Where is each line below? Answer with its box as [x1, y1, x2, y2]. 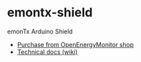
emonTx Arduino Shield [7, 27, 74, 35]
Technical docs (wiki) [17, 48, 78, 56]
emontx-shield [7, 5, 93, 20]
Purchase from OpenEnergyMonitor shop [17, 40, 134, 48]
